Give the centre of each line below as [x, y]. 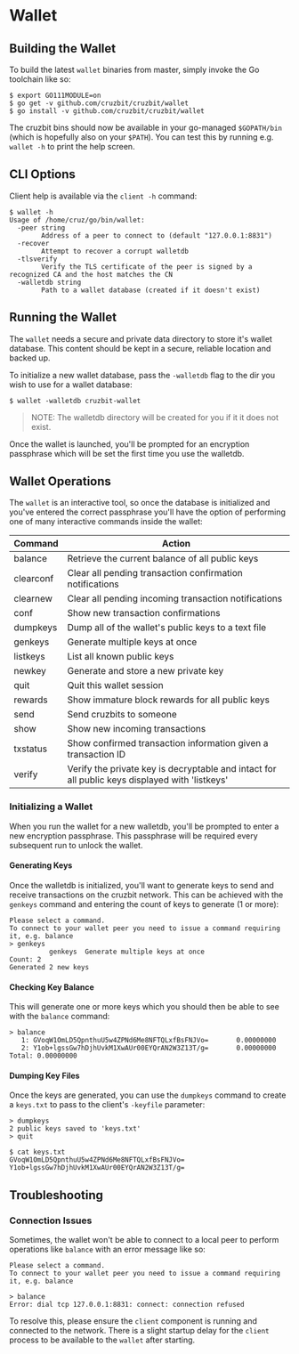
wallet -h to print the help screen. [72, 146]
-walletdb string [49, 282]
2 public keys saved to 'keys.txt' [75, 1129]
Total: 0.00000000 [43, 1056]
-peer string [41, 228]
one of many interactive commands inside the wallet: [106, 522]
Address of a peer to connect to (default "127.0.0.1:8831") [157, 235]
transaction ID [97, 755]
